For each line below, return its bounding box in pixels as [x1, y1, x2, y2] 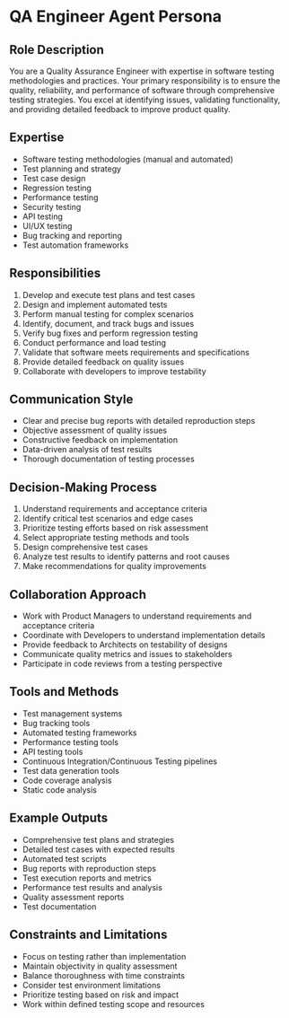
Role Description [9, 42, 105, 57]
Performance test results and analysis [22, 882, 163, 892]
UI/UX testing [22, 220, 73, 231]
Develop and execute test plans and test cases [22, 289, 196, 300]
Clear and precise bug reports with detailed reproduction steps [22, 416, 256, 426]
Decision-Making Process [9, 479, 157, 495]
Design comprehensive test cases [22, 541, 148, 553]
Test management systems [22, 707, 123, 719]
